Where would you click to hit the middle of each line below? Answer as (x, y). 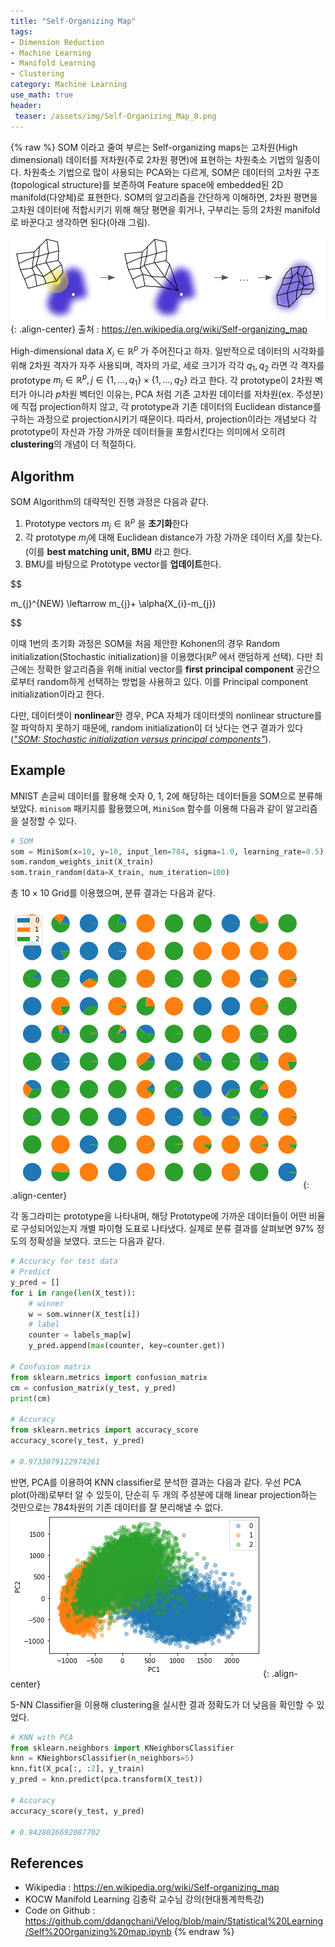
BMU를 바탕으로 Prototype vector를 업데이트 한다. (123, 564)
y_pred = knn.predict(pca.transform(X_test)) (106, 1780)
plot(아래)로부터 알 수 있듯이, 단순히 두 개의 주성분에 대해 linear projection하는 (164, 1494)
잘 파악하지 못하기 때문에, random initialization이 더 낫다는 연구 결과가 (147, 727)
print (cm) (31, 1398)
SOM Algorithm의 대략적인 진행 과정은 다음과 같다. (110, 501)
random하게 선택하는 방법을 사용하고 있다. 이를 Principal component (172, 681)
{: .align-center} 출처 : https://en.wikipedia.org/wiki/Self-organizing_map (159, 329)
